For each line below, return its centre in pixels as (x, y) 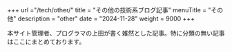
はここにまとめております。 (46, 42)
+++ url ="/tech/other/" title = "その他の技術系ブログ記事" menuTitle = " (109, 10)
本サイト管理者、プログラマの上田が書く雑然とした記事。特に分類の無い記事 (116, 33)
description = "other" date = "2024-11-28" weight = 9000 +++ (106, 18)
